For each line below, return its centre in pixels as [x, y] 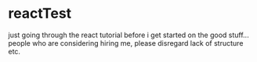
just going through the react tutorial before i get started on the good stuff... [128, 35]
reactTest [40, 14]
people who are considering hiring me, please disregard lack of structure [126, 43]
